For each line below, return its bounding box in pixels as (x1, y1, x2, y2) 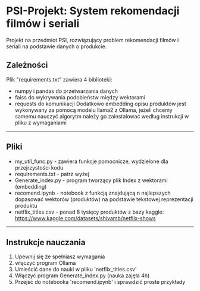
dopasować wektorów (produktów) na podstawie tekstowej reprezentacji (14, 195, 193, 203)
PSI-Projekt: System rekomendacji (6, 4, 180, 18)
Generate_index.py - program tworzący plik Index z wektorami (14, 177, 168, 184)
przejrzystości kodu (14, 164, 64, 171)
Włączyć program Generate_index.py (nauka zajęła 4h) (14, 272, 150, 279)
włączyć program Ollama (14, 259, 76, 267)
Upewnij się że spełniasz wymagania (14, 253, 105, 260)
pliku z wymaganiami (14, 119, 67, 126)
